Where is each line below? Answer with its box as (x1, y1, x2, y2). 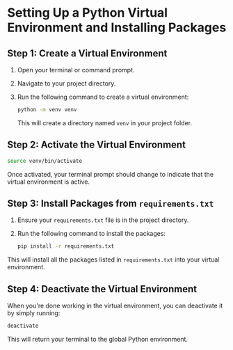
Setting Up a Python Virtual (7, 5, 168, 21)
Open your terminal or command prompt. (17, 66, 135, 74)
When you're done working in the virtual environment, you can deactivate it (7, 301, 223, 310)
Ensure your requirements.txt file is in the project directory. (17, 216, 189, 224)
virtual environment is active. (7, 177, 90, 186)
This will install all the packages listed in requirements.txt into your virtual (7, 255, 220, 264)
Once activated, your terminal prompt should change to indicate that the (7, 170, 214, 178)
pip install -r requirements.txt (17, 243, 115, 250)
